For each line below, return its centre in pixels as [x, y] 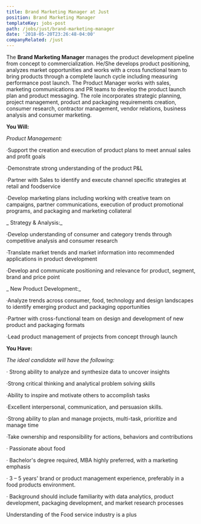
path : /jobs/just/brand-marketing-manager [60, 29]
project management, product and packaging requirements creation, [91, 102]
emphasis [18, 467]
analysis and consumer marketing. [49, 115]
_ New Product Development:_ [44, 289]
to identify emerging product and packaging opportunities [78, 307]
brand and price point [33, 277]
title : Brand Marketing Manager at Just [58, 12]
